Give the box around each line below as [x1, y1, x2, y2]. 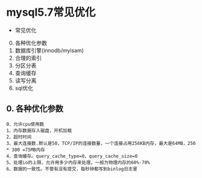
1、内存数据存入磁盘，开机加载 [6, 127, 72, 133]
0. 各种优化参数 [6, 103, 63, 114]
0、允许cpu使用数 [6, 121, 44, 127]
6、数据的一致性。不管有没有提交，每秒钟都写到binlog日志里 [6, 166, 137, 172]
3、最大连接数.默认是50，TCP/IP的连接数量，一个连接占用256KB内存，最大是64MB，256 [6, 140, 196, 146]
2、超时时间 [6, 133, 32, 140]
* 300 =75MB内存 [6, 147, 45, 153]
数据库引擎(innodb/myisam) [14, 46, 84, 54]
